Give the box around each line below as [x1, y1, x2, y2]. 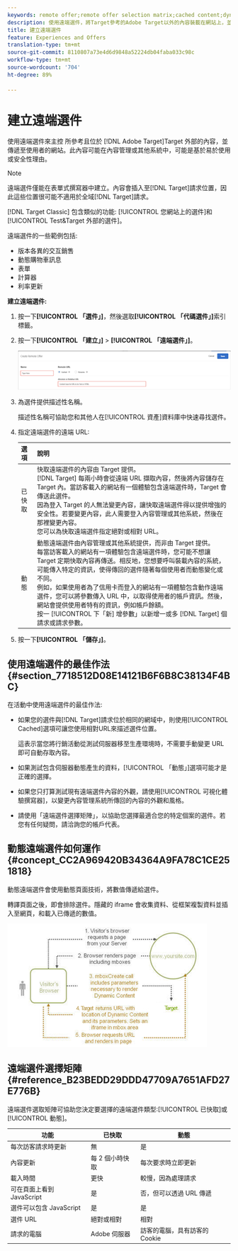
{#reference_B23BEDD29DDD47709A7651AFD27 [7, 1074, 230, 1086]
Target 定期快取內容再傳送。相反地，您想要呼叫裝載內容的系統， [36, 556, 225, 565]
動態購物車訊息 [17, 255, 62, 264]
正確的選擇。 [17, 772, 55, 780]
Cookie [140, 1234, 161, 1242]
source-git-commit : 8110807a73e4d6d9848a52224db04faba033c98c [7, 49, 195, 56]
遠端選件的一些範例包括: [7, 231, 78, 240]
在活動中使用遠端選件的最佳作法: [7, 700, 103, 708]
